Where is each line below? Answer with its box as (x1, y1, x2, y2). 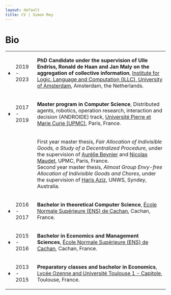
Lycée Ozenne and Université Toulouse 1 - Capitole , (37, 270, 163, 277)
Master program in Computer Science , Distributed (37, 101, 160, 108)
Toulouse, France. (37, 276, 80, 283)
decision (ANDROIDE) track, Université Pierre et (37, 113, 151, 121)
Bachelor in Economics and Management (37, 232, 139, 240)
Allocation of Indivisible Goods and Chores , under (37, 170, 156, 177)
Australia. (37, 183, 60, 190)
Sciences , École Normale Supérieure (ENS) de (37, 239, 149, 246)
